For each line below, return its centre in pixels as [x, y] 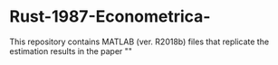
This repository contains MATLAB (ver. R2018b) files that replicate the [139, 42]
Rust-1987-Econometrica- [110, 17]
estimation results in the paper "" [71, 51]
